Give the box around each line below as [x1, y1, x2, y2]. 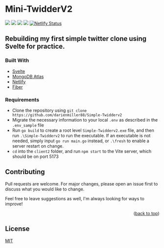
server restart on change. [12, 143, 64, 149]
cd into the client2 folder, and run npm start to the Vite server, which [12, 148, 152, 154]
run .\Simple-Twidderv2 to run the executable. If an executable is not [12, 132, 151, 138]
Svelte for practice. [5, 42, 65, 51]
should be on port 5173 [12, 154, 59, 159]
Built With [5, 57, 29, 64]
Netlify [12, 79, 26, 85]
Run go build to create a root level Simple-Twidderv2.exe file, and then [12, 127, 154, 133]
